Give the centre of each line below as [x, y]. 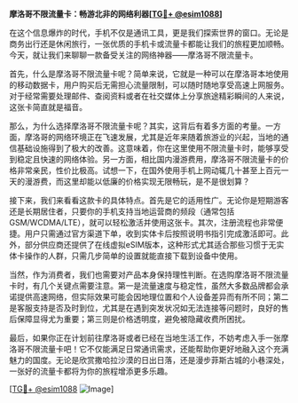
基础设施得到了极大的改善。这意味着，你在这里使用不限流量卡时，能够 [145, 148]
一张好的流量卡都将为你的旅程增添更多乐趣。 [91, 371]
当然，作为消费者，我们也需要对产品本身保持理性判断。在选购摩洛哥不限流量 [149, 275]
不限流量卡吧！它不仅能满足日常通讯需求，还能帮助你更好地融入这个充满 [157, 349]
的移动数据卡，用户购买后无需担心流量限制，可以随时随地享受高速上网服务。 [149, 85]
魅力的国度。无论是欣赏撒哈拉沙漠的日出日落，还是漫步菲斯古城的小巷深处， [149, 360]
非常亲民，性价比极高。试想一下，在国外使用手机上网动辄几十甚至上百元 [149, 170]
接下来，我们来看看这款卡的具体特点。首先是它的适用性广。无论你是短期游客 [149, 200]
